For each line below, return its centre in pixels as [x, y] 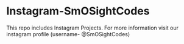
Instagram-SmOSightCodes [78, 11]
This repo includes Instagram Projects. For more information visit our [92, 28]
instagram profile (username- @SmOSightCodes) [68, 34]
